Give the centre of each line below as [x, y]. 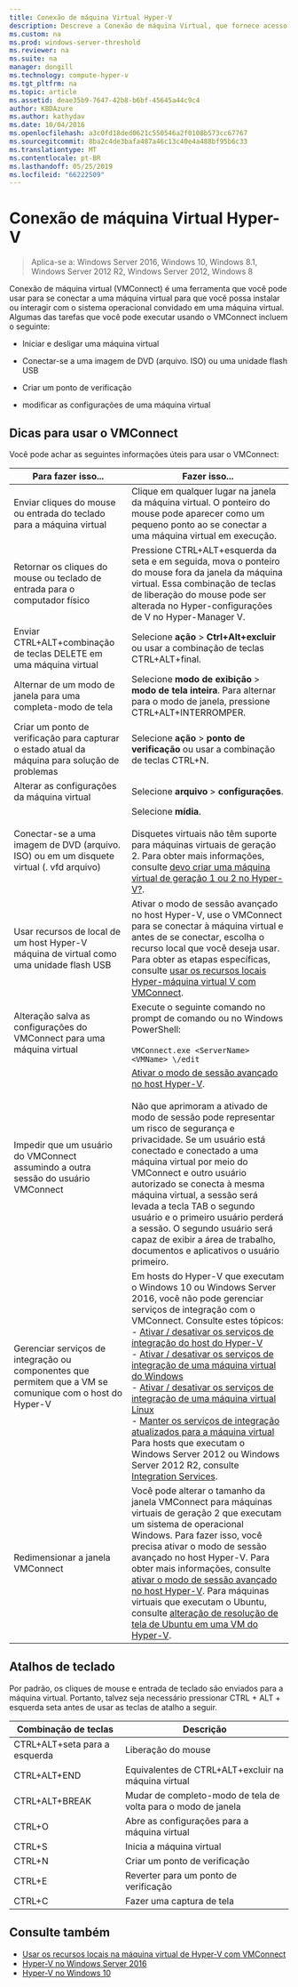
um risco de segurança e [183, 1128]
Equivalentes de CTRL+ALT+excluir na [204, 1769]
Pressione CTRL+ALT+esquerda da [204, 550]
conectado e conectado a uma [195, 1150]
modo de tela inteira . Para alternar [204, 690]
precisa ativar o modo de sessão [200, 1546]
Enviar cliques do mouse [65, 502]
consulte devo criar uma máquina [201, 867]
